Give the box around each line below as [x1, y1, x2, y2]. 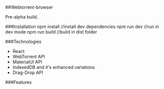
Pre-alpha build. [5, 14, 39, 19]
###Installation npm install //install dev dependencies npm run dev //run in [5, 23, 159, 29]
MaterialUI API [12, 59, 43, 64]
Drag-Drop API [12, 69, 44, 75]
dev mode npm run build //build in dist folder [5, 29, 97, 34]
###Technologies [5, 38, 42, 44]
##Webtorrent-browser [5, 4, 54, 10]
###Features [5, 79, 32, 85]
